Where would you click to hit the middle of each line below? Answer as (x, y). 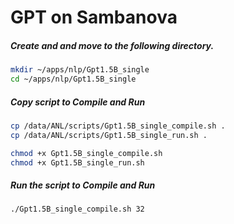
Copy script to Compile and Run (78, 102)
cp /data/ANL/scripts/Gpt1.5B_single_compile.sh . (118, 126)
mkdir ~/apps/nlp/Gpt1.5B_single (80, 70)
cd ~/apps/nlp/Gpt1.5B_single (73, 79)
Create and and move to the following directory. (112, 45)
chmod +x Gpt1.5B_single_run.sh (77, 162)
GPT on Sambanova (94, 17)
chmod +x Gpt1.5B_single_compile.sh (86, 153)
